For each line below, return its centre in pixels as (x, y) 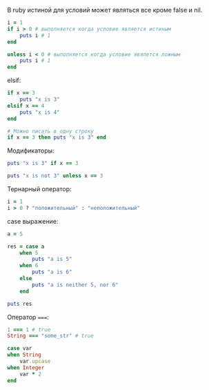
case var (20, 349)
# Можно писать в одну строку (51, 131)
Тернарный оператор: (39, 189)
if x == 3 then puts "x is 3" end (57, 137)
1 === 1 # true (29, 330)
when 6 (29, 266)
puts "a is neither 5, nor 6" (75, 285)
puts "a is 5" (52, 259)
